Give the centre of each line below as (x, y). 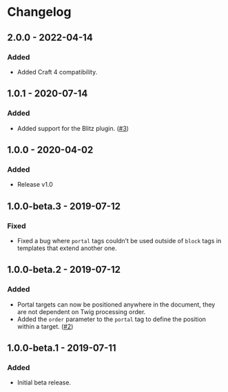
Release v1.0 (35, 185)
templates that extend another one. (67, 248)
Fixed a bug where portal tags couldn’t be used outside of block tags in (119, 240)
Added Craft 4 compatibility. (57, 72)
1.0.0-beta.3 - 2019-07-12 (64, 206)
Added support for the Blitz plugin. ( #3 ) (73, 128)
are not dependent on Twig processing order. (81, 311)
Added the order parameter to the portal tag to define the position (112, 319)
